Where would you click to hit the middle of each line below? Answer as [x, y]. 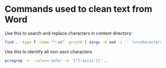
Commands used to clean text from [79, 9]
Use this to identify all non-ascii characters [49, 51]
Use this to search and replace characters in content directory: [69, 33]
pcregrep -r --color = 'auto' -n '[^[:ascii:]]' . [56, 61]
